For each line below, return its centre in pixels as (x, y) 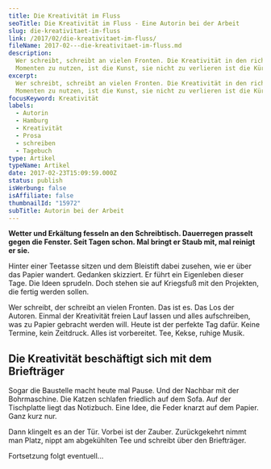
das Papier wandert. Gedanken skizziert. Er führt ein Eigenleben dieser (126, 275)
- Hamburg (32, 121)
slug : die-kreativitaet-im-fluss (65, 31)
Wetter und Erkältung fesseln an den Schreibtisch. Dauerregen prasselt (131, 234)
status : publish (35, 181)
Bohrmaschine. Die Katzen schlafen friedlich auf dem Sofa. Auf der (120, 399)
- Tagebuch (34, 151)
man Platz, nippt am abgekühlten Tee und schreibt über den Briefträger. (127, 441)
